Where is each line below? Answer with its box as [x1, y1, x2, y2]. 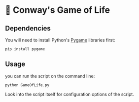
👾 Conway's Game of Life [5, 4, 110, 16]
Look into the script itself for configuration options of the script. [5, 91, 134, 97]
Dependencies [5, 24, 51, 33]
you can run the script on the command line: [5, 73, 95, 79]
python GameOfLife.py [5, 82, 50, 88]
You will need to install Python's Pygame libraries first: [5, 37, 115, 43]
